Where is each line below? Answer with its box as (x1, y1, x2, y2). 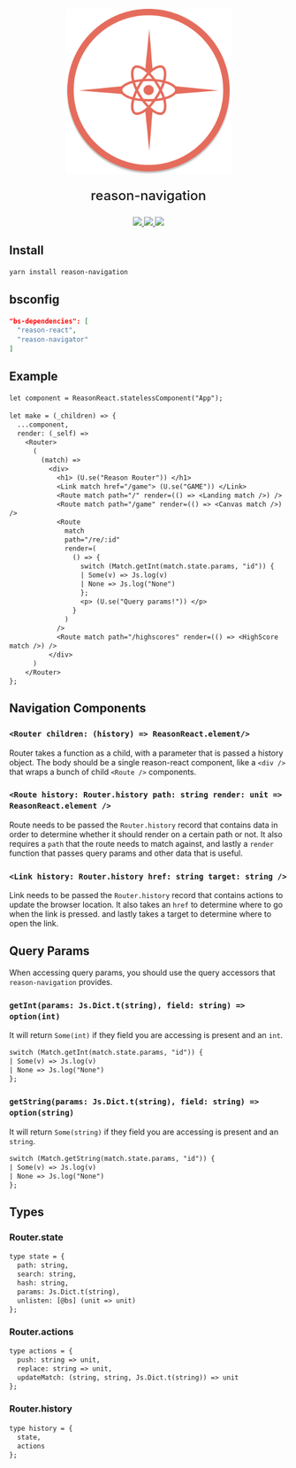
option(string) (9, 1108, 75, 1118)
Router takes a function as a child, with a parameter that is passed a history (9, 748, 284, 758)
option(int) (9, 1011, 61, 1021)
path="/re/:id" (65, 535, 121, 544)
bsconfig (9, 292, 60, 307)
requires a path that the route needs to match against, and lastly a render (9, 838, 274, 849)
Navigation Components (9, 701, 147, 716)
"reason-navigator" (17, 335, 89, 344)
